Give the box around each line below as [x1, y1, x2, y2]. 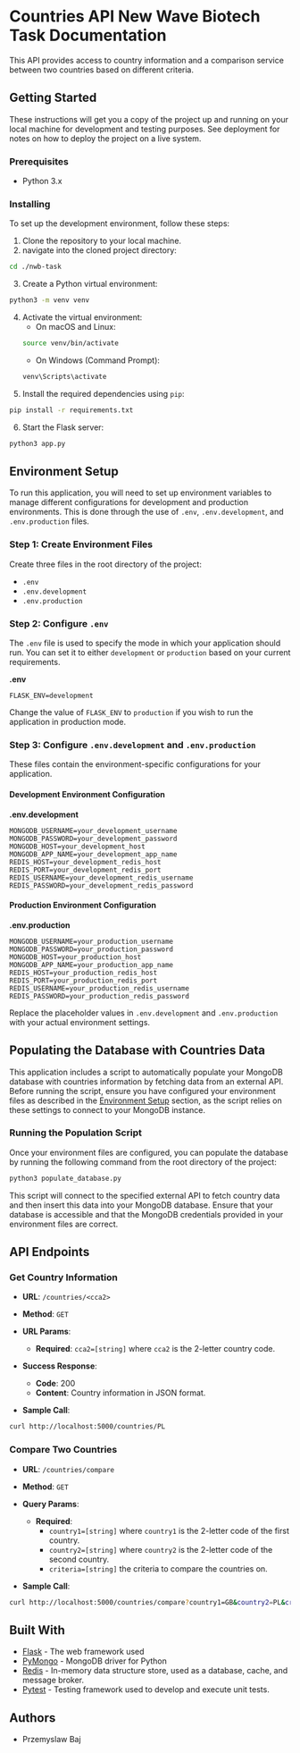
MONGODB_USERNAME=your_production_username [9, 937, 174, 946]
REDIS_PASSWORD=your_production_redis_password [9, 991, 190, 1000]
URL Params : [21, 1326, 71, 1337]
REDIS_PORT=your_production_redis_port [9, 976, 158, 985]
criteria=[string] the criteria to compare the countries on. [48, 1563, 268, 1574]
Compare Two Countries [9, 1444, 118, 1456]
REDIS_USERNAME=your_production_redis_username [9, 983, 190, 993]
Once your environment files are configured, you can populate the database [9, 1147, 288, 1158]
